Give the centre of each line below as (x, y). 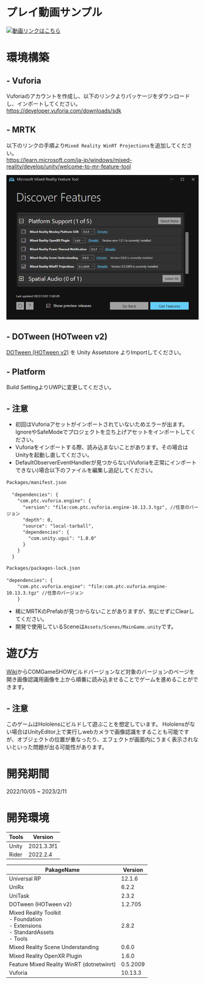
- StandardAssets (31, 932)
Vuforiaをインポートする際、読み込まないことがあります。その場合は (102, 447)
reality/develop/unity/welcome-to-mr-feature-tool (69, 166)
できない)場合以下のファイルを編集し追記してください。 (86, 470)
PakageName (63, 870)
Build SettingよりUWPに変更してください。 (60, 387)
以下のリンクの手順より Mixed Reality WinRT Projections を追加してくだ (97, 145)
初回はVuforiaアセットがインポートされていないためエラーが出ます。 (101, 424)
